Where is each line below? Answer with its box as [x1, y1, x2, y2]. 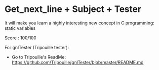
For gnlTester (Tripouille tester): [4, 44, 69, 50]
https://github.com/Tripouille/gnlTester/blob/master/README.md [11, 59, 144, 65]
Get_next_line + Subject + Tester [4, 3, 142, 15]
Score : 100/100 [4, 35, 37, 41]
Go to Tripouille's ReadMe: [11, 54, 66, 60]
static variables [4, 25, 36, 31]
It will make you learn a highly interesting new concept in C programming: [4, 20, 155, 26]
